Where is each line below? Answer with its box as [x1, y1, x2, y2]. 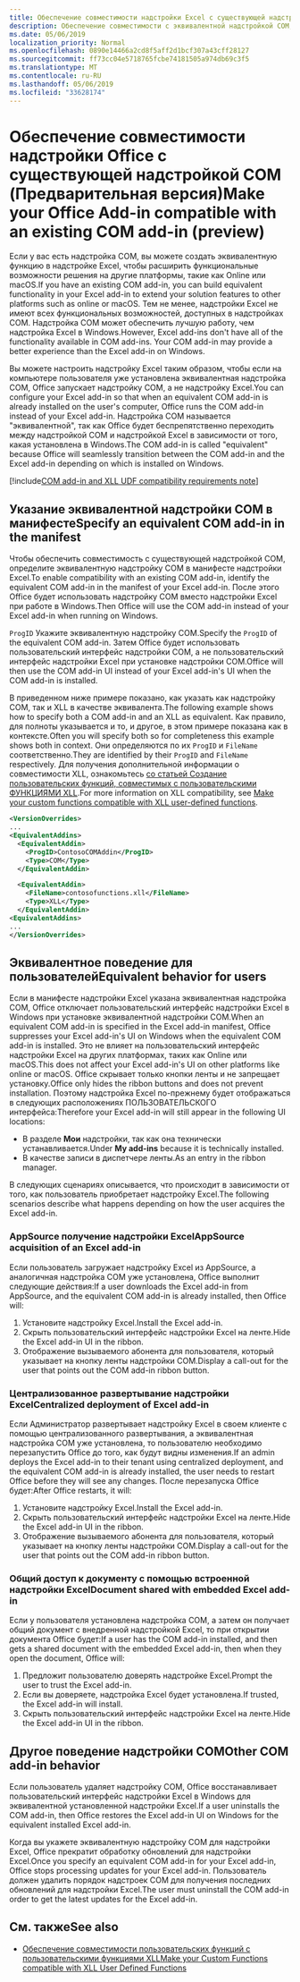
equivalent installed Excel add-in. [9, 1819, 131, 1830]
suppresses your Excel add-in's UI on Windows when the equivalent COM [9, 1030, 281, 1042]
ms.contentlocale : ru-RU [9, 72, 102, 80]
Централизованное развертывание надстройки [9, 1387, 229, 1400]
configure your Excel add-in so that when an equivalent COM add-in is [9, 392, 269, 402]
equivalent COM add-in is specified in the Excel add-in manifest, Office [9, 1021, 271, 1032]
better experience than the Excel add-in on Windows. [9, 346, 205, 357]
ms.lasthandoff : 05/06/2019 [9, 80, 114, 89]
